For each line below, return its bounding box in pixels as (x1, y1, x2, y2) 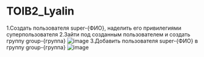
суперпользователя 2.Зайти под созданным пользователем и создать (6, 30, 191, 38)
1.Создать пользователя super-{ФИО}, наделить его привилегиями (6, 24, 182, 32)
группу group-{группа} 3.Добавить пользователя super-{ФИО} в (6, 37, 198, 44)
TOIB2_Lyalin (6, 4, 75, 18)
